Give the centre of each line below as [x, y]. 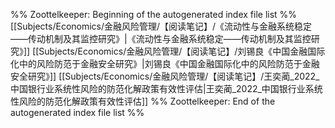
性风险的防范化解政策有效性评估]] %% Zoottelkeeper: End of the [143, 101]
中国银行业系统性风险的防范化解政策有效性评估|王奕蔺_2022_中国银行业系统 [166, 88]
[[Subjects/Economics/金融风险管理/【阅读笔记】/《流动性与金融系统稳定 [161, 26]
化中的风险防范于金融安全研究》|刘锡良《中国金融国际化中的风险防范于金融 [165, 63]
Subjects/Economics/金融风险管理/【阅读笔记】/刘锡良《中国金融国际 [182, 51]
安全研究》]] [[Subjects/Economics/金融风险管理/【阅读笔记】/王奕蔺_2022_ [165, 76]
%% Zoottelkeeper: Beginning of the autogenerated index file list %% [154, 14]
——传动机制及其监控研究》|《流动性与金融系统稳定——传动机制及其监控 [161, 38]
